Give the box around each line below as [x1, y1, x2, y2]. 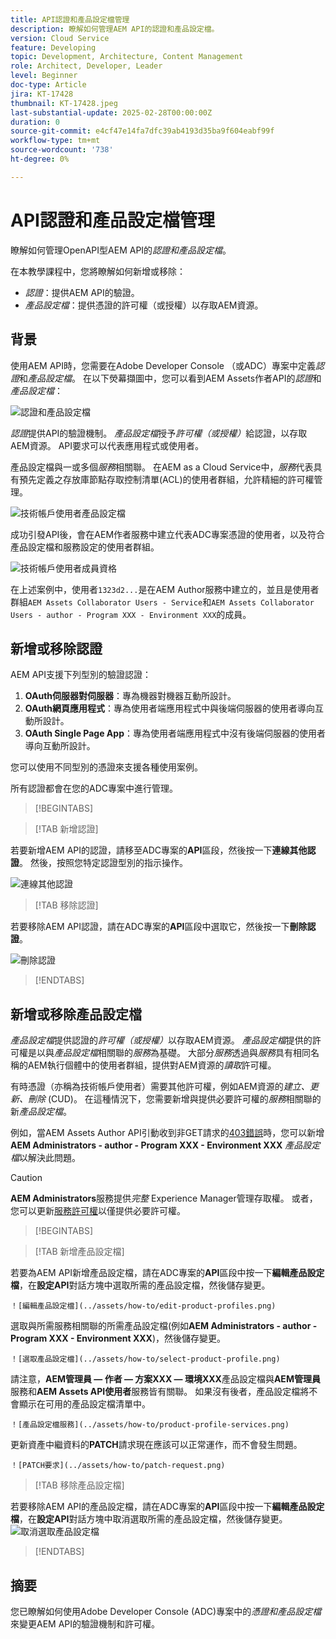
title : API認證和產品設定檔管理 [10, 14, 130, 25]
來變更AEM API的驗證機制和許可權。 [10, 1617, 161, 1630]
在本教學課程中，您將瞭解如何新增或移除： [10, 265, 186, 277]
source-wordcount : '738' [10, 145, 114, 155]
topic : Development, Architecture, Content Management [10, 52, 244, 62]
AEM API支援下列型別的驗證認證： [10, 669, 152, 681]
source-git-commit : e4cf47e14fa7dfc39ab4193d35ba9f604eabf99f [10, 126, 275, 136]
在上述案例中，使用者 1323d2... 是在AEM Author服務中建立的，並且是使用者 [10, 583, 320, 595]
